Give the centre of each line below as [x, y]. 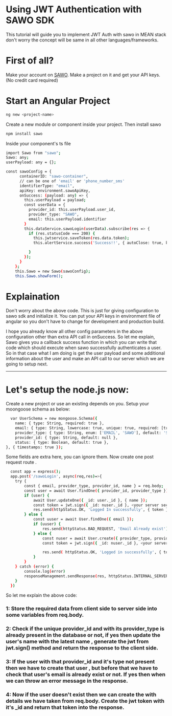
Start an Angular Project [58, 101]
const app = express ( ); [35, 472]
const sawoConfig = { [29, 172]
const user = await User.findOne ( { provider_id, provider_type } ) [96, 491]
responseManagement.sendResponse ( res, [65, 576]
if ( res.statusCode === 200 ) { [62, 233]
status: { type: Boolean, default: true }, [62, 442]
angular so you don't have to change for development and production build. [85, 321]
